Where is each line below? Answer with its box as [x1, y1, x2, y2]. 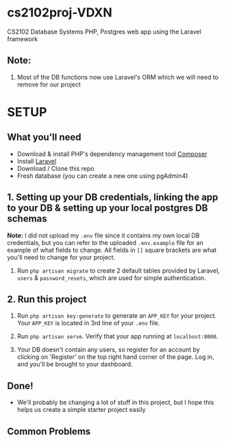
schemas [7, 213, 47, 224]
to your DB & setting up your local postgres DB [7, 202, 208, 214]
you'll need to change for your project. [7, 253, 116, 261]
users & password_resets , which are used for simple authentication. [16, 273, 207, 282]
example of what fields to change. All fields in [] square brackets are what [7, 246, 217, 254]
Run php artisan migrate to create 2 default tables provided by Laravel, [16, 266, 221, 275]
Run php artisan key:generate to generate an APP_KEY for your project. [16, 312, 217, 320]
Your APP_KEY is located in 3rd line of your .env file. [16, 319, 160, 327]
